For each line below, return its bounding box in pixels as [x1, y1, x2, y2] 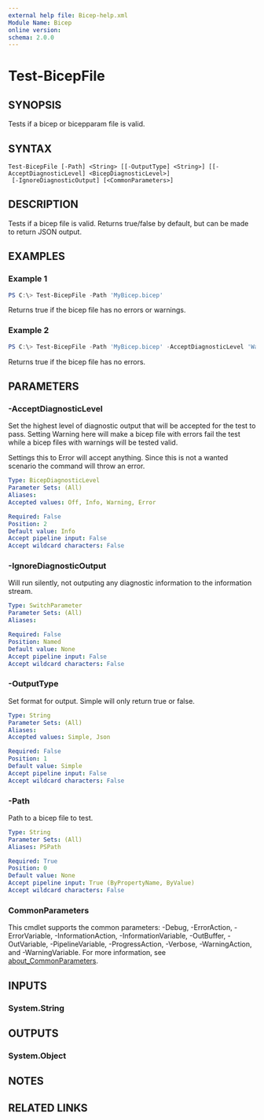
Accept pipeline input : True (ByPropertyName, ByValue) [8, 879, 195, 888]
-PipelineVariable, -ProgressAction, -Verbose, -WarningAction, [49, 939, 253, 949]
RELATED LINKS [8, 1101, 88, 1115]
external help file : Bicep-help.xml [8, 11, 128, 20]
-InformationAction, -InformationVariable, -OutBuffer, [54, 932, 226, 941]
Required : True [8, 857, 58, 865]
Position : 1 [8, 755, 47, 763]
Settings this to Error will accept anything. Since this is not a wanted [8, 453, 229, 463]
